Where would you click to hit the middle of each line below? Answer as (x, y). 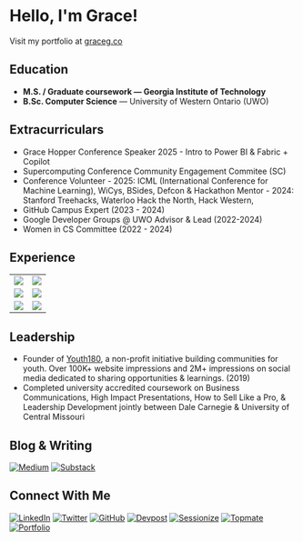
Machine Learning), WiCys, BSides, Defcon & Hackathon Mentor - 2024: (158, 190)
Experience (42, 257)
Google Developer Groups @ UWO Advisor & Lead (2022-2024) (142, 219)
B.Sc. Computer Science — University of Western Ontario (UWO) (146, 101)
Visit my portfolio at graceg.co (66, 41)
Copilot (36, 161)
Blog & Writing (51, 445)
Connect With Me (60, 496)
